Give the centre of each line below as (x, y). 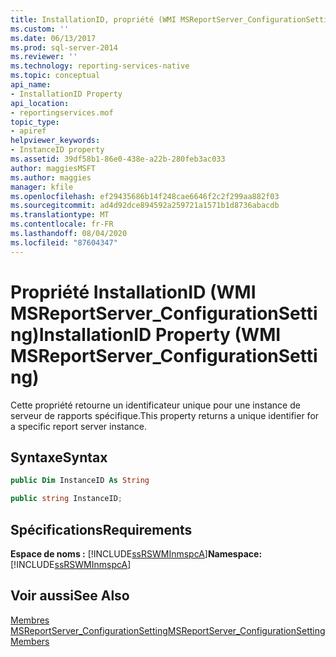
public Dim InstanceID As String (80, 481)
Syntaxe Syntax (59, 457)
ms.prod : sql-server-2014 (64, 47)
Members (30, 641)
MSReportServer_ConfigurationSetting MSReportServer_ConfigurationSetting (168, 630)
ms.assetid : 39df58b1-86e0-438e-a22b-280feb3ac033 (118, 159)
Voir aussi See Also (70, 596)
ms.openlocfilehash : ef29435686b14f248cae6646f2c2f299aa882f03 (145, 196)
